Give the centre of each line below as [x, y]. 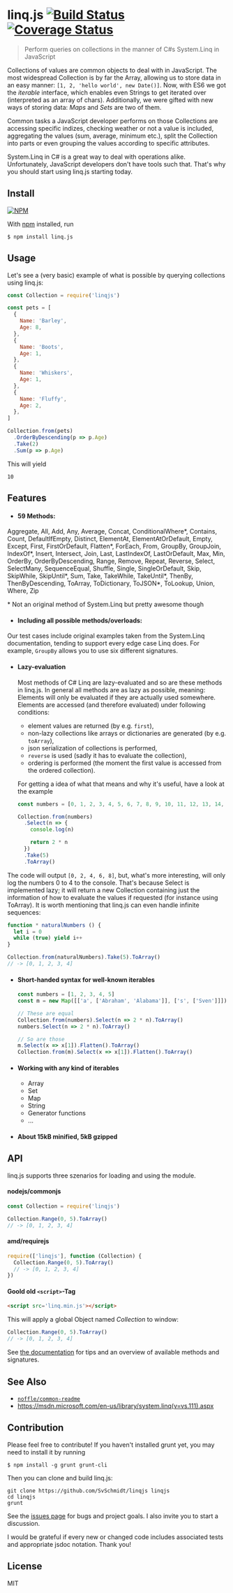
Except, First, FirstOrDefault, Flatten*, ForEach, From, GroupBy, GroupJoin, [114, 546]
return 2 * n [49, 843]
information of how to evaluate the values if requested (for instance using [113, 897]
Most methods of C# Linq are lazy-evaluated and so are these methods [120, 683]
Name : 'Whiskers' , [46, 373]
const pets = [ [29, 308]
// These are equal [46, 1013]
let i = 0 [28, 931]
